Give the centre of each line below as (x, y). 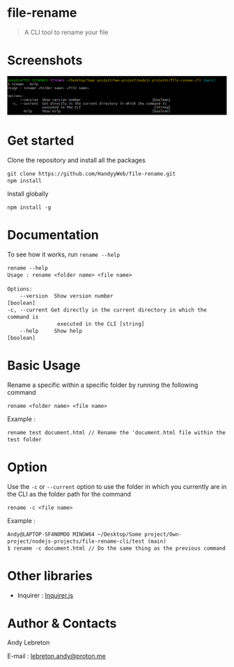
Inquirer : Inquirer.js (45, 595)
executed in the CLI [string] (101, 324)
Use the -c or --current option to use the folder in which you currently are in (117, 486)
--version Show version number (67, 296)
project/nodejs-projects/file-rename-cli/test (76, 541)
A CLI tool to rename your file (66, 32)
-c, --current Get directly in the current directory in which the (107, 310)
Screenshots (45, 60)
